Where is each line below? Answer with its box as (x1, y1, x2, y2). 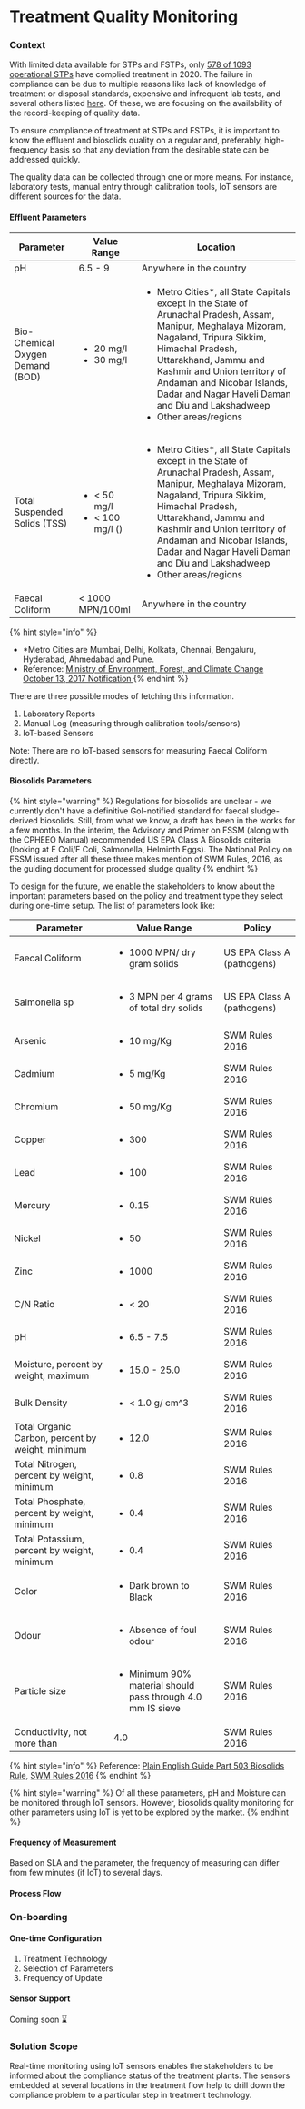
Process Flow (9, 1887, 62, 1898)
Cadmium (14, 1067, 55, 1079)
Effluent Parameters (9, 212, 87, 223)
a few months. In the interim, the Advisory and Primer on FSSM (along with (9, 824, 289, 835)
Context (9, 39, 46, 52)
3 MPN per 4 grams (128, 990, 213, 1002)
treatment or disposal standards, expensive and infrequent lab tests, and (9, 88, 281, 99)
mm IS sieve (128, 1701, 182, 1714)
